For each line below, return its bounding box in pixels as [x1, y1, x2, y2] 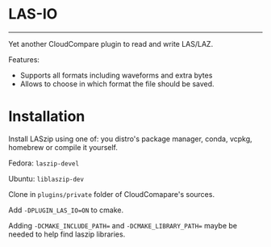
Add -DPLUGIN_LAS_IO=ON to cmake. [8, 205, 124, 215]
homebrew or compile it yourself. [8, 142, 119, 152]
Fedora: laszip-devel [8, 158, 79, 168]
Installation [8, 107, 85, 126]
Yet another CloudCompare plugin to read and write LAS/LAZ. [8, 39, 214, 48]
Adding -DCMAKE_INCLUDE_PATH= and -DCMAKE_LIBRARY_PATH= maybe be [8, 220, 238, 230]
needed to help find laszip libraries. [8, 229, 126, 239]
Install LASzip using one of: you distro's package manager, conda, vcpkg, [8, 134, 252, 144]
